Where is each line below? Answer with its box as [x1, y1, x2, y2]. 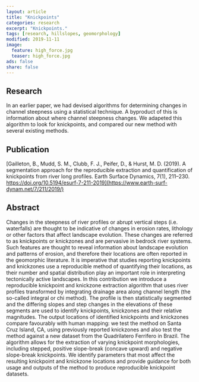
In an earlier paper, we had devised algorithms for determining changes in [6, 102, 187, 109]
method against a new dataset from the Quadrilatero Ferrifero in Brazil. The [6, 332, 190, 339]
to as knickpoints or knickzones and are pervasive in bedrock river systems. [6, 237, 192, 245]
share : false [6, 64, 39, 70]
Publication [6, 144, 49, 155]
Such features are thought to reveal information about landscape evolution [6, 243, 188, 251]
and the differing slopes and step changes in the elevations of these [6, 300, 173, 308]
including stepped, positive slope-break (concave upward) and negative [6, 345, 183, 352]
